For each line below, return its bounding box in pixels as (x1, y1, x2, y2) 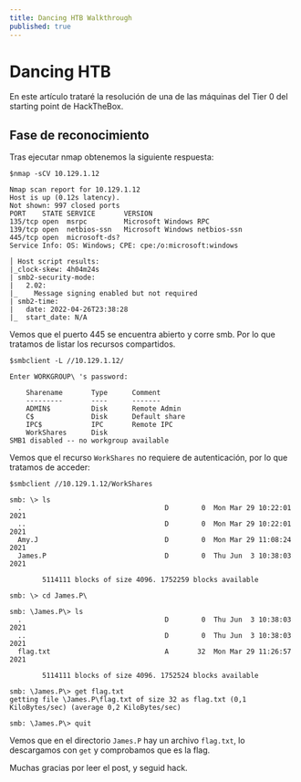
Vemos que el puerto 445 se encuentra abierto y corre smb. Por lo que (9, 329, 275, 340)
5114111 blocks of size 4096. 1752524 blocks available (42, 672, 259, 681)
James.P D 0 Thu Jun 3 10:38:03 (17, 551, 292, 561)
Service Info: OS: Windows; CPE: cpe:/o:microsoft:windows (9, 241, 239, 251)
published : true (9, 22, 71, 31)
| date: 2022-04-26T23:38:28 (9, 305, 129, 315)
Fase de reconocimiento (9, 127, 150, 142)
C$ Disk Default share (26, 412, 185, 422)
